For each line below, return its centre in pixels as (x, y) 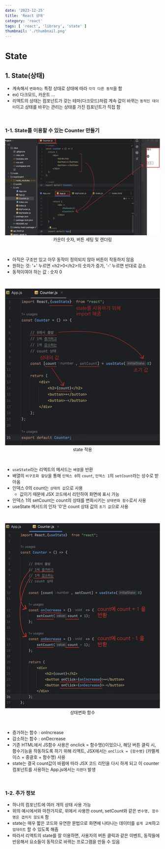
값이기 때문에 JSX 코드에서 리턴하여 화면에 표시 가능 (69, 494)
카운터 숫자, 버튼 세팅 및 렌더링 (82, 239)
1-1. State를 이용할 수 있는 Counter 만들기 (52, 131)
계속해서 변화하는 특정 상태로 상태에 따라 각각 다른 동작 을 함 (67, 88)
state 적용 (82, 449)
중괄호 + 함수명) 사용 (45, 757)
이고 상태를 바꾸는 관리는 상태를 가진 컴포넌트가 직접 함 (68, 107)
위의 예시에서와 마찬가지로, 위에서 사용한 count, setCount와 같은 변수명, (81, 811)
